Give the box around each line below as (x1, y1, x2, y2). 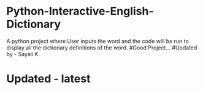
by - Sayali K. (6, 50, 40, 57)
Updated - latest (6, 72, 91, 86)
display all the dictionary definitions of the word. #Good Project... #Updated (6, 44, 197, 51)
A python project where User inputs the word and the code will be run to (6, 37, 189, 45)
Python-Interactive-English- (6, 4, 155, 18)
